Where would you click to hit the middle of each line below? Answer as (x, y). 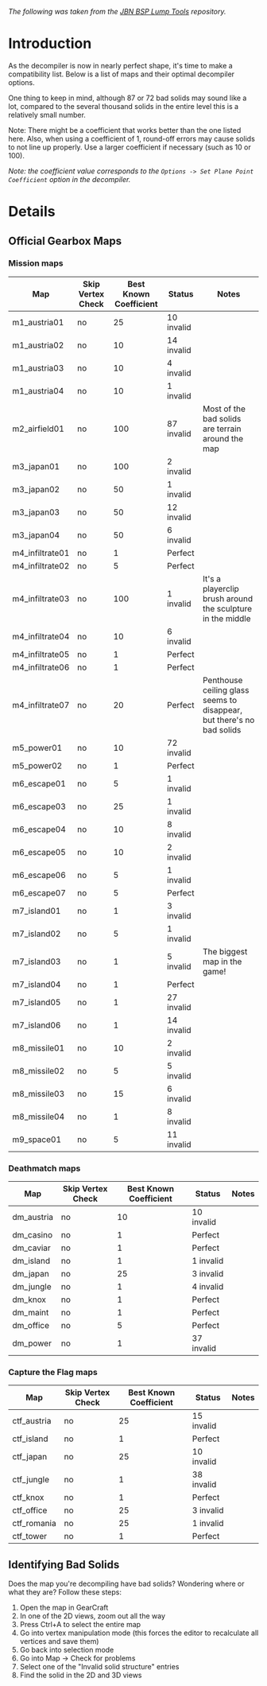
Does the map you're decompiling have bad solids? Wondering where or (126, 1584)
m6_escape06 (39, 875)
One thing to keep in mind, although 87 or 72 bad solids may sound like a (128, 98)
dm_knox (29, 1299)
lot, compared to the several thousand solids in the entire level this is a (124, 106)
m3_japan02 (36, 489)
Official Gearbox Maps (65, 241)
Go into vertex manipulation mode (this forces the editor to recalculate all (139, 1633)
